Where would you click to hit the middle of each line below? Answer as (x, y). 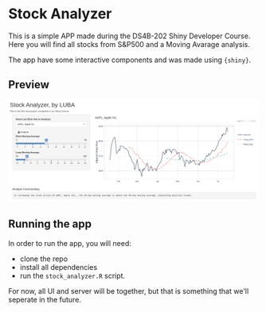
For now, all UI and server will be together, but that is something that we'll (129, 291)
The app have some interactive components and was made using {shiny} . (130, 60)
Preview (29, 85)
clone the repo (44, 259)
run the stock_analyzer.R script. (72, 275)
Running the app (50, 224)
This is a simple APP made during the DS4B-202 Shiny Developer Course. (129, 36)
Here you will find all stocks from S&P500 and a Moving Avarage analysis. (129, 44)
